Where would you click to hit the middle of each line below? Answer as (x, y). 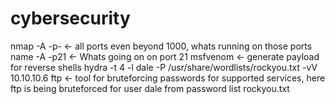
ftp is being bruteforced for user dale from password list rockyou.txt (150, 88)
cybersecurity (70, 18)
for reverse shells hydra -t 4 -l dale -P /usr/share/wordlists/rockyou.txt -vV (164, 67)
